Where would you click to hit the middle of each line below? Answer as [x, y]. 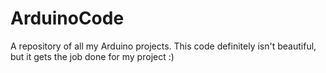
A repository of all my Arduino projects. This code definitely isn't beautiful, [163, 46]
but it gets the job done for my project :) [92, 56]
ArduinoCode [67, 18]
